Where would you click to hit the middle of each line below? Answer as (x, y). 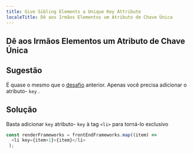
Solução (22, 110)
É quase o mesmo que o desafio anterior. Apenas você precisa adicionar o (97, 85)
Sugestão (24, 71)
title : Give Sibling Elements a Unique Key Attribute (74, 12)
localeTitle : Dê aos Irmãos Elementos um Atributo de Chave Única (89, 17)
